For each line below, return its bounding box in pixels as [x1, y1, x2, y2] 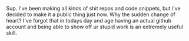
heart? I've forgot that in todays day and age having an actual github [6, 17, 172, 24]
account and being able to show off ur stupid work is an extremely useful [6, 23, 184, 30]
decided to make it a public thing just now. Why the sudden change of [6, 11, 175, 18]
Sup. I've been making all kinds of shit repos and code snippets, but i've [6, 5, 181, 12]
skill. [6, 29, 18, 36]
